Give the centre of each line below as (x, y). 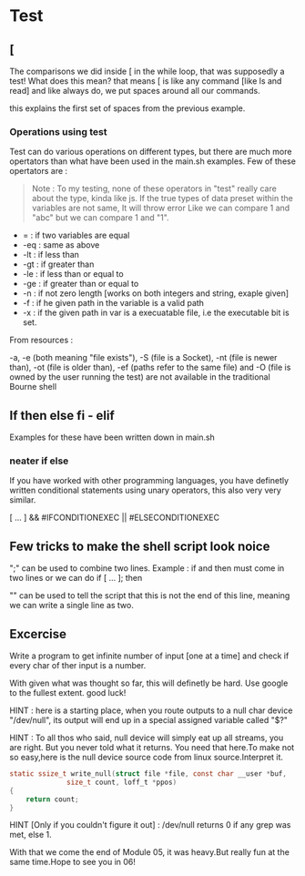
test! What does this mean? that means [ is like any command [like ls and (146, 81)
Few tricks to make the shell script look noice (140, 546)
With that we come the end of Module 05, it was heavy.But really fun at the (149, 852)
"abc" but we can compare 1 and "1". (101, 218)
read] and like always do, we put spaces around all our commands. (135, 91)
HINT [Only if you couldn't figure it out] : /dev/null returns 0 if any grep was (150, 825)
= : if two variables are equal (76, 235)
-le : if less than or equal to (73, 274)
